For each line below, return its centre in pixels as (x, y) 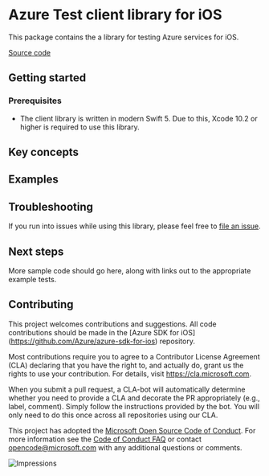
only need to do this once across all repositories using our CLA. (113, 415)
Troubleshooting (51, 207)
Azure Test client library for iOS (115, 15)
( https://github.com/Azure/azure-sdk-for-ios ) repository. (102, 341)
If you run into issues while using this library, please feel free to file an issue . (134, 226)
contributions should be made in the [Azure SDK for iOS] (102, 332)
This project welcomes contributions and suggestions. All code (112, 324)
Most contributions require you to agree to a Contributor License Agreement (134, 356)
